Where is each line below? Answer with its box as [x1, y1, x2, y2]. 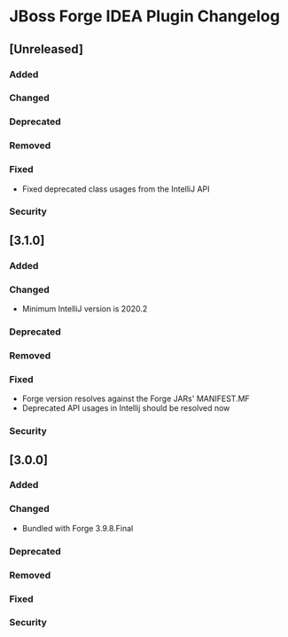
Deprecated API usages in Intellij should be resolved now [21, 403, 230, 413]
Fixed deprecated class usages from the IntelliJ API [21, 184, 210, 194]
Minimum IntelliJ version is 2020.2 [21, 303, 148, 314]
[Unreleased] [9, 42, 84, 57]
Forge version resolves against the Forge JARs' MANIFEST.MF [21, 393, 250, 405]
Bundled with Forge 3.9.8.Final [21, 523, 134, 533]
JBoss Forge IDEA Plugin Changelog [9, 6, 281, 27]
